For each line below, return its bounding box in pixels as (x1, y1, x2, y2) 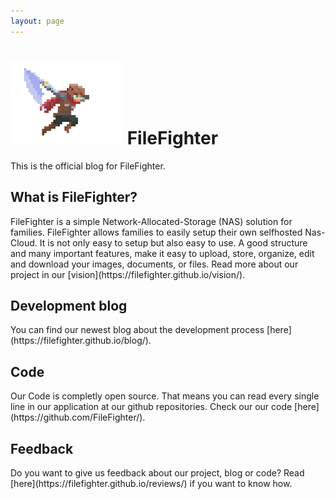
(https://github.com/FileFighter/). (10, 411, 146, 424)
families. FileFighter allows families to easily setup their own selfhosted (10, 226, 303, 238)
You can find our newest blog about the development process (10, 324, 265, 336)
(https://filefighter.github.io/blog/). (10, 335, 152, 347)
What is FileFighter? (10, 189, 138, 206)
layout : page (10, 16, 65, 26)
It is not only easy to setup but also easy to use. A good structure (39, 236, 308, 249)
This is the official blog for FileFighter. (10, 160, 166, 172)
